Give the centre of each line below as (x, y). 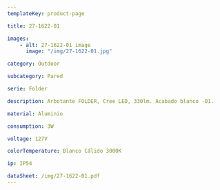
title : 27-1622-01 (33, 26)
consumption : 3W (30, 126)
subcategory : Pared (35, 77)
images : (18, 39)
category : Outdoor (33, 64)
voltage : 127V (28, 139)
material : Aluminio (35, 114)
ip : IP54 (20, 164)
